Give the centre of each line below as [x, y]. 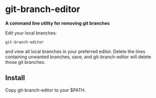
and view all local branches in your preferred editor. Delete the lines [75, 51]
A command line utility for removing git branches [57, 23]
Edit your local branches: [31, 33]
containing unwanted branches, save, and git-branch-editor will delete [78, 57]
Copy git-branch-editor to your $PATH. [46, 90]
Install [15, 78]
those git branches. [25, 62]
